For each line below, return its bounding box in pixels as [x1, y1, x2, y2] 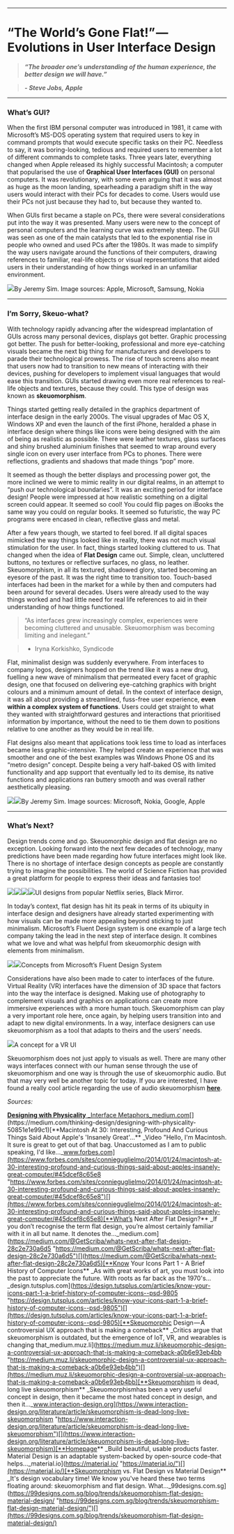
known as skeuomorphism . [7, 392, 87, 400]
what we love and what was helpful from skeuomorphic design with [7, 939, 201, 947]
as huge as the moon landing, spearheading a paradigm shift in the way [7, 183, 213, 191]
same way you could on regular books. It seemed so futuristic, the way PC [7, 507, 221, 516]
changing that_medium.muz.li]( [7, 1341, 96, 1349]
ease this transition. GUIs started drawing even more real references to [7, 376, 211, 385]
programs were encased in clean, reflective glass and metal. [7, 514, 180, 523]
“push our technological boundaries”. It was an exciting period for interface [7, 485, 223, 493]
